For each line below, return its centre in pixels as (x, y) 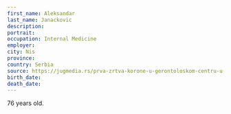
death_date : (24, 84)
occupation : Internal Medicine (52, 39)
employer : (21, 45)
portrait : (21, 33)
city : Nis (21, 52)
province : (21, 58)
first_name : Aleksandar (41, 13)
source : (18, 71)
